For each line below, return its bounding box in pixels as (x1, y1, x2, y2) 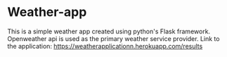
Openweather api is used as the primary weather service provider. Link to (7, 34, 220, 42)
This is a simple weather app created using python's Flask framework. (7, 27, 211, 35)
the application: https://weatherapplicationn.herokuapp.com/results (7, 42, 203, 50)
